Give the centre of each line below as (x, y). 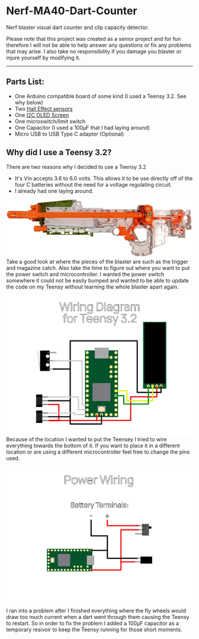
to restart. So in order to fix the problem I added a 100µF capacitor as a (93, 623)
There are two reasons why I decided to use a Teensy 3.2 (76, 166)
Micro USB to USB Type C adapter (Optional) (69, 134)
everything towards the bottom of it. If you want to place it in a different (93, 445)
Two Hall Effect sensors (44, 108)
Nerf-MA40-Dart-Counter (72, 11)
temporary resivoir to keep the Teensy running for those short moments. (94, 630)
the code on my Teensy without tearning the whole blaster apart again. (92, 287)
